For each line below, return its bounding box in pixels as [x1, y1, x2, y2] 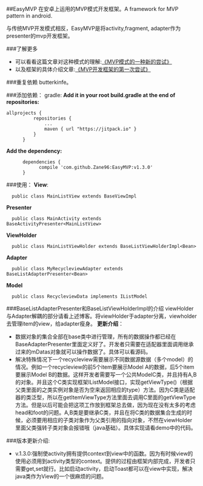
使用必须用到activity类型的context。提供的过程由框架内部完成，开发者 [15, 457, 191, 465]
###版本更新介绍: [6, 437, 50, 444]
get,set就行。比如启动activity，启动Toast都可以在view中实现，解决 [25, 465, 193, 472]
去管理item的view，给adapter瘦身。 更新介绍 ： [6, 320, 124, 327]
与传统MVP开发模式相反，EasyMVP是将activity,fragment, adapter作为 [6, 25, 181, 32]
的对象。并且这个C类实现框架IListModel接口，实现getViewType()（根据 [15, 378, 193, 386]
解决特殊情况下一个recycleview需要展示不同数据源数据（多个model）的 [15, 356, 194, 363]
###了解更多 [6, 45, 38, 52]
